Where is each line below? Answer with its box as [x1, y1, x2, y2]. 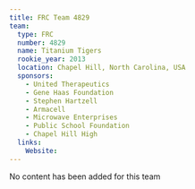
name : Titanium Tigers [17, 47, 102, 56]
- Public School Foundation [25, 122, 130, 131]
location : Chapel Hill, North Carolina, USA [17, 64, 186, 73]
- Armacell [25, 105, 66, 114]
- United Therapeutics [25, 80, 110, 89]
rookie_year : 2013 [17, 55, 87, 64]
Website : [25, 146, 58, 155]
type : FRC [17, 30, 54, 39]
